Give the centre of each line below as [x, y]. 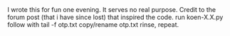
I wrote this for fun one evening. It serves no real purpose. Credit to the [111, 10]
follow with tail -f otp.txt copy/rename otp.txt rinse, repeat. [93, 25]
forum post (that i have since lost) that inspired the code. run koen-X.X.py [115, 17]
